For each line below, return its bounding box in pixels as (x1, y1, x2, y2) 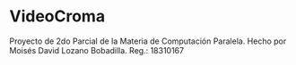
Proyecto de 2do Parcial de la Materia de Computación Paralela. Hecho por (9, 36, 287, 46)
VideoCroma (9, 6, 106, 27)
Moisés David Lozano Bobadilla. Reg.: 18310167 (9, 45, 185, 55)
